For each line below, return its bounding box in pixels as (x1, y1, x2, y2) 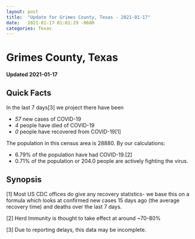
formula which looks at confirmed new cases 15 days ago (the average (6, 197, 180, 204)
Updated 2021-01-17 (6, 71, 58, 78)
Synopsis (6, 175, 42, 185)
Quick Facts (6, 88, 52, 98)
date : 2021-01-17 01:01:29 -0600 (6, 20, 95, 26)
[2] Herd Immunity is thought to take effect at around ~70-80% (6, 215, 161, 222)
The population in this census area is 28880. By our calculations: (6, 139, 166, 146)
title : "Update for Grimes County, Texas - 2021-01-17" (6, 14, 151, 20)
